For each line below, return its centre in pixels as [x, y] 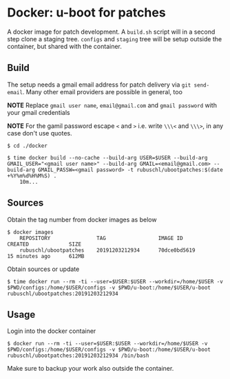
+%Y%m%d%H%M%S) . [32, 176]
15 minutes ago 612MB [46, 256]
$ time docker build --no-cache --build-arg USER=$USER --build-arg [107, 158]
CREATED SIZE [44, 244]
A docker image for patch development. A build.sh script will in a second [111, 32]
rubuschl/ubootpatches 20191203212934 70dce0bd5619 [107, 250]
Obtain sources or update [43, 269]
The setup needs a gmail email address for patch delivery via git [99, 85]
